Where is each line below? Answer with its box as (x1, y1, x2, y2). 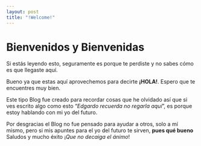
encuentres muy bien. (6, 85, 61, 92)
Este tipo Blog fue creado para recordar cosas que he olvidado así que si (6, 96, 188, 103)
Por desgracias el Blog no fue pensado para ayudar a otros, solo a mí (6, 121, 178, 128)
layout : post (6, 8, 39, 15)
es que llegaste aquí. (6, 67, 58, 74)
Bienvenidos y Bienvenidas (6, 40, 145, 54)
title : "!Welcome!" (6, 14, 56, 20)
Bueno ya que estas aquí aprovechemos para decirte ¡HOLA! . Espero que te (6, 78, 196, 85)
